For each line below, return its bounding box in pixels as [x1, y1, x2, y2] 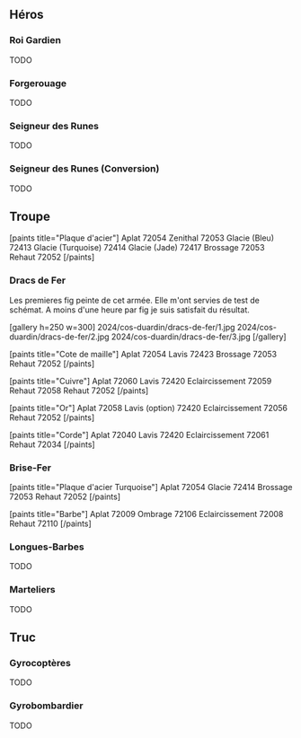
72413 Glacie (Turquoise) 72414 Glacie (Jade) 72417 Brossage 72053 [9, 242, 265, 253]
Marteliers [9, 584, 56, 596]
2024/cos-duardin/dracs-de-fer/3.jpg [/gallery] [111, 331, 287, 342]
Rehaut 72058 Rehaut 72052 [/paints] [9, 385, 149, 396]
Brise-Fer [9, 461, 52, 474]
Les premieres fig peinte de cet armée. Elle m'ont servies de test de [9, 294, 261, 305]
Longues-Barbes [9, 540, 85, 553]
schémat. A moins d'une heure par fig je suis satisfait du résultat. [9, 304, 250, 315]
